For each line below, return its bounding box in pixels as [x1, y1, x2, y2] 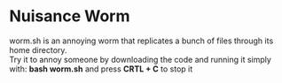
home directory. [9, 44, 67, 55]
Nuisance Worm [9, 6, 130, 26]
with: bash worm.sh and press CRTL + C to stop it [9, 64, 193, 74]
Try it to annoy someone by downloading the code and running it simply [9, 54, 272, 64]
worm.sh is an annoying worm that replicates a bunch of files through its [9, 35, 274, 46]
